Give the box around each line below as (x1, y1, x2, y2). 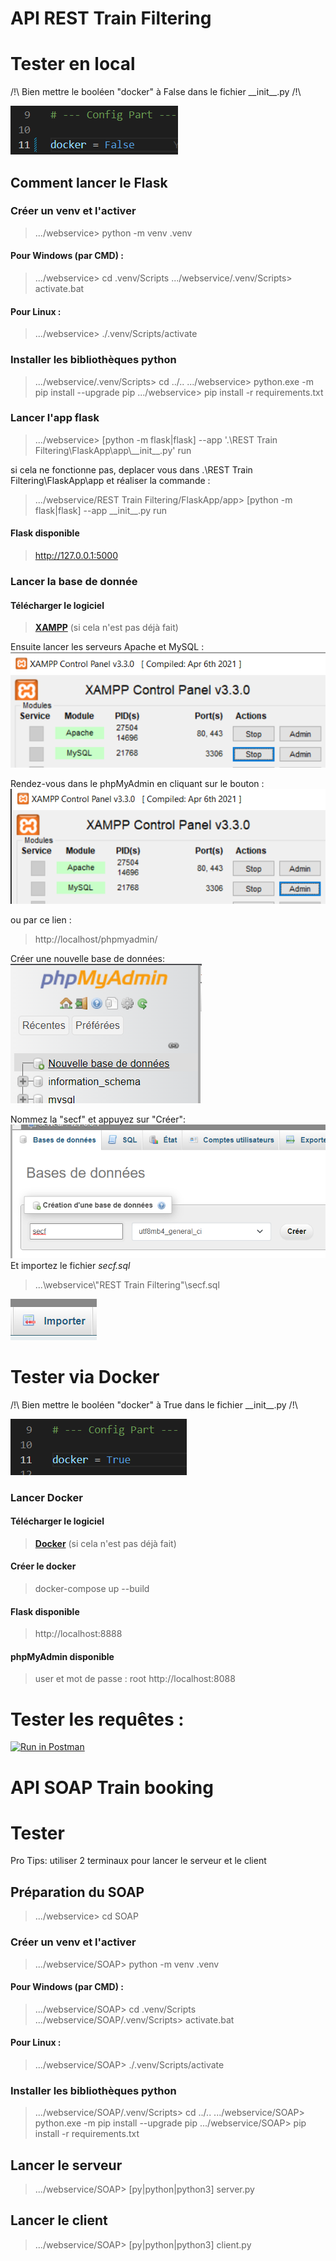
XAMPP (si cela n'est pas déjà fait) (34, 622, 179, 634)
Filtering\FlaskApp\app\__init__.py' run (34, 444, 192, 456)
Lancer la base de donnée (10, 574, 138, 588)
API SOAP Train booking (10, 1776, 214, 1799)
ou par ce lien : (10, 913, 72, 926)
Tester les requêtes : (10, 1708, 185, 1731)
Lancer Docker (10, 1490, 83, 1504)
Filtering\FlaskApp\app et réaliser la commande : (10, 474, 211, 486)
